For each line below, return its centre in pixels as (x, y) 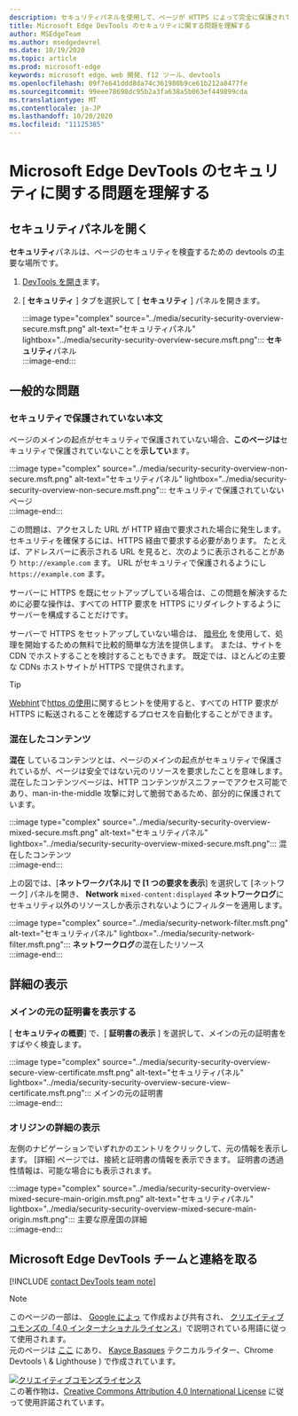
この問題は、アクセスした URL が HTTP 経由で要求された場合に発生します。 (148, 529)
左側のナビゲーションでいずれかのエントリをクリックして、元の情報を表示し (149, 1148)
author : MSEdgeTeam (45, 34)
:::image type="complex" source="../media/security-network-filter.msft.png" (149, 922)
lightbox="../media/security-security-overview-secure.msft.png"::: (143, 340)
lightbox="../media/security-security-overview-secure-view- (120, 1082)
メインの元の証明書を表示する (73, 1012)
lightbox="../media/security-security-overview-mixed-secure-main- (133, 1209)
